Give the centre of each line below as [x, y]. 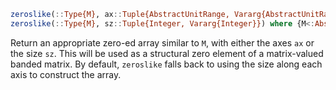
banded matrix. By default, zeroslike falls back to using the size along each [166, 64]
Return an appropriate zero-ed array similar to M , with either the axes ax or [162, 42]
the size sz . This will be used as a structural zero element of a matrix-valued [167, 53]
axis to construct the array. [66, 74]
